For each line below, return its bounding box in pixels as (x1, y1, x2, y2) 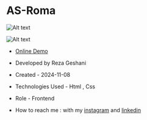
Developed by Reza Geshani (15, 59, 87, 66)
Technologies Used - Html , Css (15, 83, 96, 90)
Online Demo (15, 47, 48, 55)
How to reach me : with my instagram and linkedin (15, 106, 142, 113)
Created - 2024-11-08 (15, 71, 71, 78)
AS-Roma (6, 4, 56, 18)
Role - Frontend (15, 94, 55, 102)
